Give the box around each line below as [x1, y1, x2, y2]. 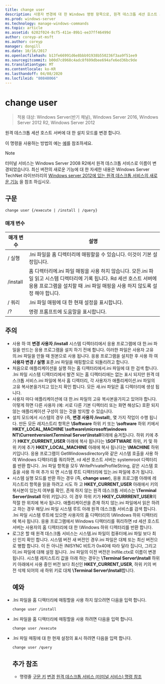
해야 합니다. [34, 290, 60, 296]
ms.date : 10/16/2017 [5, 48, 48, 53]
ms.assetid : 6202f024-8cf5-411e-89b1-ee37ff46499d [5, 30, 111, 35]
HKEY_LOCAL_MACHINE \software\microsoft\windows [12, 426, 127, 432]
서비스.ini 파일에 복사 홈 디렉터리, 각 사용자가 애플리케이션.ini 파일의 [25, 377, 155, 383]
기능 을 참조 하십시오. [10, 178, 51, 185]
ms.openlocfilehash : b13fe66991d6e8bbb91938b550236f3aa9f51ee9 [5, 53, 137, 58]
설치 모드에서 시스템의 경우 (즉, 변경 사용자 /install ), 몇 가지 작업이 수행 [12, 414, 148, 420]
